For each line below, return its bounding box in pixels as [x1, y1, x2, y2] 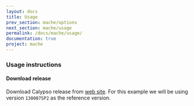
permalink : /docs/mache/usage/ [6, 30, 83, 36]
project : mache [6, 42, 43, 47]
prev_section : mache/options [6, 19, 77, 25]
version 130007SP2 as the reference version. [6, 94, 111, 101]
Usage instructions [6, 60, 62, 69]
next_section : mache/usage [6, 25, 72, 31]
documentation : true [6, 36, 57, 42]
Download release [6, 75, 52, 82]
